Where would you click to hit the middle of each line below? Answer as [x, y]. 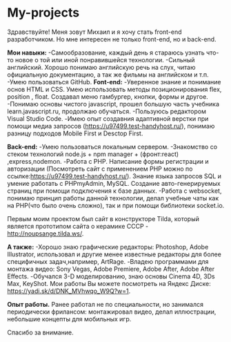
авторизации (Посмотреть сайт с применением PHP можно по [100, 169]
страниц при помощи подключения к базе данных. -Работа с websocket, [114, 191]
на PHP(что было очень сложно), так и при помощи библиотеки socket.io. [116, 205]
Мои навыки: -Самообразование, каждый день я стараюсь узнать [106, 53]
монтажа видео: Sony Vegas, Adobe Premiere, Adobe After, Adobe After [111, 269]
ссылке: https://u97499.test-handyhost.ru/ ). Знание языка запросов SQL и [114, 176]
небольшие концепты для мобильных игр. [69, 319]
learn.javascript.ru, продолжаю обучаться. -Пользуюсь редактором [107, 111]
